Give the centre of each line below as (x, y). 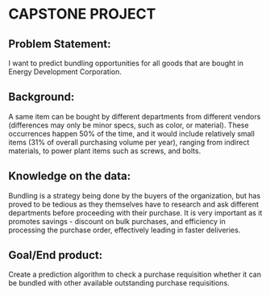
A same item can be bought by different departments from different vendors (135, 116)
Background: (42, 97)
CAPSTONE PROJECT (82, 14)
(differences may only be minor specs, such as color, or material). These (129, 125)
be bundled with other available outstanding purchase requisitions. (119, 283)
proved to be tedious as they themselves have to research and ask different (134, 204)
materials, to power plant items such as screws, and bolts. (105, 151)
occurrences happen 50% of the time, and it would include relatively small (132, 133)
